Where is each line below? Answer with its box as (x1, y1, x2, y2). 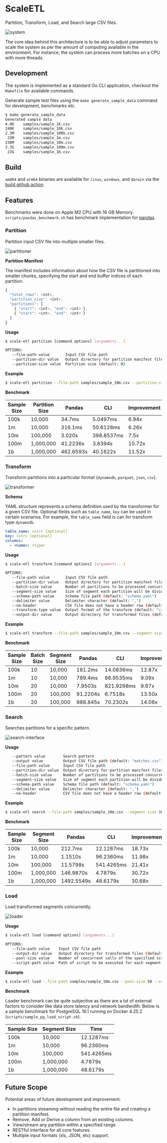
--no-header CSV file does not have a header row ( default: (11, 791, 164, 796)
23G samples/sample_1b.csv (7, 149, 70, 155)
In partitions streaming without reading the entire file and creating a (12, 1106, 151, 1112)
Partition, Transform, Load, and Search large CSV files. (5, 19, 118, 25)
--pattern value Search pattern (11, 754, 94, 759)
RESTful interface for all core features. (12, 1127, 91, 1133)
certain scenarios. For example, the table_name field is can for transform (5, 514, 153, 520)
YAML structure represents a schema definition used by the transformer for (5, 503, 160, 509)
